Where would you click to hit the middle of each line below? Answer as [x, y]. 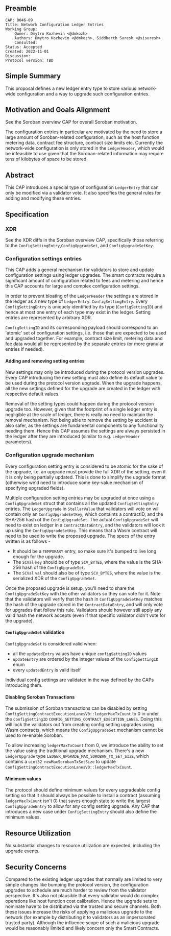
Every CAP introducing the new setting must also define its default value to [84, 378]
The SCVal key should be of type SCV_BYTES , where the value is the [82, 562]
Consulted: [26, 42]
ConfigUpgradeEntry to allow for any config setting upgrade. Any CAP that [82, 806]
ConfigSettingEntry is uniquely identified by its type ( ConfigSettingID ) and [84, 307]
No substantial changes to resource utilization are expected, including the [83, 846]
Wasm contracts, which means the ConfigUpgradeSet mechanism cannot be [84, 730]
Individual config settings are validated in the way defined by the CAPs [80, 680]
